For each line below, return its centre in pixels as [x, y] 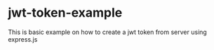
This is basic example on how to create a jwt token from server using [108, 32]
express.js [23, 39]
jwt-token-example [65, 13]
